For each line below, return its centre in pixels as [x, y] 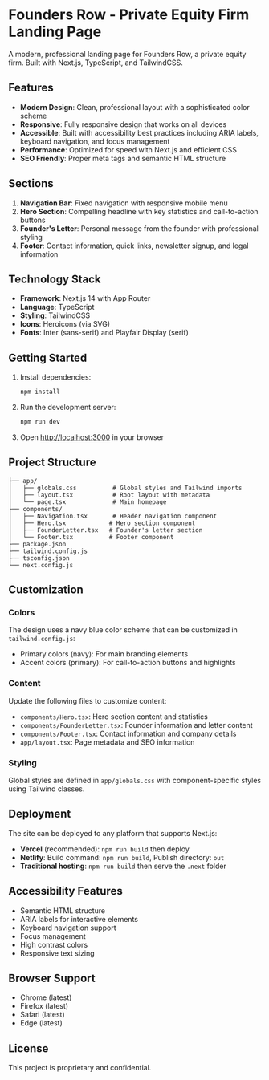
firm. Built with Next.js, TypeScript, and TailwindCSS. [96, 63]
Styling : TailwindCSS [55, 315]
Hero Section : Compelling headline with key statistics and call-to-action [139, 211]
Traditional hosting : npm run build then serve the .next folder [123, 866]
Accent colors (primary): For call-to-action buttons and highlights [128, 663]
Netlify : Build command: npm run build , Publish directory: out [122, 857]
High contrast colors [54, 944]
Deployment [40, 814]
